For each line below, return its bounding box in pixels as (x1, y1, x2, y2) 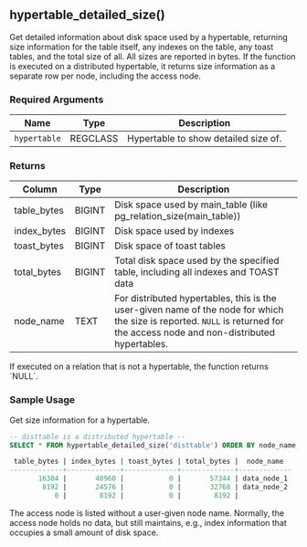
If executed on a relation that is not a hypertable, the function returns (9, 361, 270, 373)
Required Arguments (9, 93, 104, 106)
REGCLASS (69, 132, 119, 145)
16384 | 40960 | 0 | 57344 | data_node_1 (37, 474, 288, 483)
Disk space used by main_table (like (113, 198, 268, 211)
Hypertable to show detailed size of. (127, 132, 282, 145)
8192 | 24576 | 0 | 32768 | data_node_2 (42, 483, 288, 492)
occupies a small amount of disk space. (9, 527, 159, 538)
